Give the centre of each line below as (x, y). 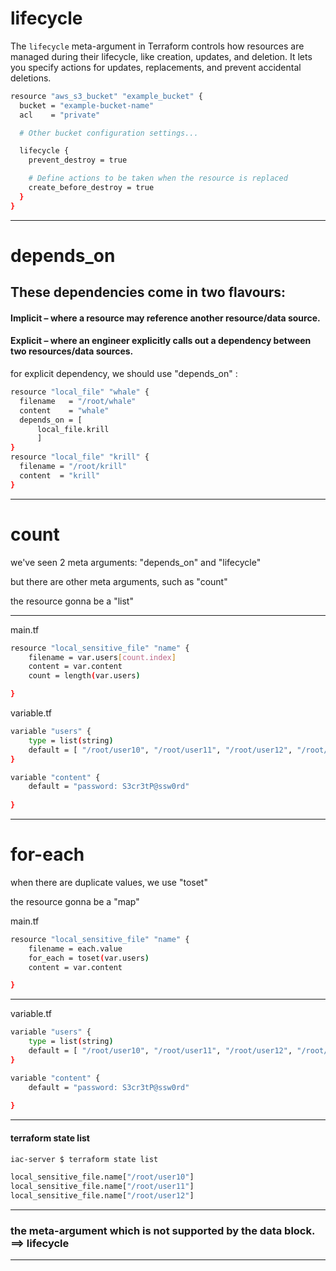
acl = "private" (60, 115)
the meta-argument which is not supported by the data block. (162, 1230)
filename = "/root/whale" (78, 401)
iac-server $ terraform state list (84, 1159)
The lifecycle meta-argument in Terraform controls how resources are (157, 46)
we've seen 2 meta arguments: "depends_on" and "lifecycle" (136, 562)
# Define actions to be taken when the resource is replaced (158, 178)
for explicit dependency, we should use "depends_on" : (124, 374)
